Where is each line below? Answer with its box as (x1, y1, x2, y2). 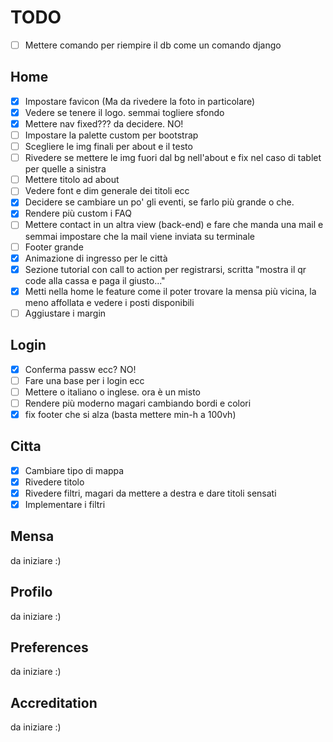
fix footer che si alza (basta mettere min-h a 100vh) (24, 408, 237, 420)
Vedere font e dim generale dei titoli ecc (24, 185, 190, 197)
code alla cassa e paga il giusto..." (24, 274, 166, 286)
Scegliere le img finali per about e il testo (24, 141, 193, 153)
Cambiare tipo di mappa (24, 464, 125, 476)
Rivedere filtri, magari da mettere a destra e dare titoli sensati (24, 487, 277, 499)
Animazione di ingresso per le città (24, 252, 168, 264)
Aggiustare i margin (24, 307, 107, 319)
